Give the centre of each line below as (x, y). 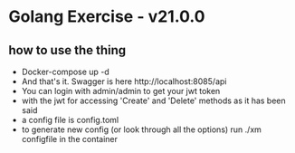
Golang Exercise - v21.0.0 (107, 17)
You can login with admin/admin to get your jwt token (121, 91)
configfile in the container (70, 139)
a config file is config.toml (70, 120)
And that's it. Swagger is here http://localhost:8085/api (124, 81)
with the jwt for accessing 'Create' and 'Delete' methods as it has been (153, 100)
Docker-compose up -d (65, 72)
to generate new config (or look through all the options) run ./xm (141, 129)
